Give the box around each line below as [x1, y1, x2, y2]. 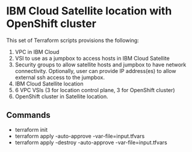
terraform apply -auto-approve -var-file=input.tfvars [14, 132, 145, 139]
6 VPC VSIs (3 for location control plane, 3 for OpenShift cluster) [14, 86, 176, 93]
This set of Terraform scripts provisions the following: [6, 37, 140, 44]
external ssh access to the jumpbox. [14, 74, 105, 81]
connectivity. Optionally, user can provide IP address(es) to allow [14, 67, 176, 74]
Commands [6, 110, 51, 120]
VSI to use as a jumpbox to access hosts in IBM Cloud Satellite [14, 54, 170, 62]
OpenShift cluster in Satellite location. [14, 93, 108, 100]
